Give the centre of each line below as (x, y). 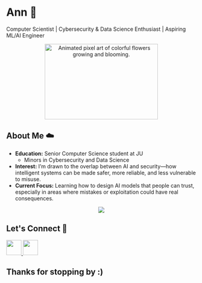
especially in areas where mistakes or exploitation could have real (97, 192)
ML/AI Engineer (26, 35)
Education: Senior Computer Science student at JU (79, 153)
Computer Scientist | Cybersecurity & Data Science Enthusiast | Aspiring (96, 29)
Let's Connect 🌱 (37, 229)
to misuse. (28, 179)
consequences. (34, 198)
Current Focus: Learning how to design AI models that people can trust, (105, 185)
